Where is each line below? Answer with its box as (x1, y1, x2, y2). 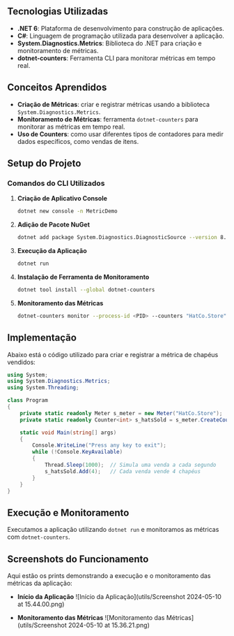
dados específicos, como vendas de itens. (17, 137, 139, 145)
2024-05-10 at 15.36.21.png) (68, 621, 150, 629)
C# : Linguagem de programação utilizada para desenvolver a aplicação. (17, 31, 225, 40)
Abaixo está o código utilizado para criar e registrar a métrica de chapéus (7, 350, 219, 359)
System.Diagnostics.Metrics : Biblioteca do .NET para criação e (17, 38, 202, 48)
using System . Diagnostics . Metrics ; (7, 377, 111, 385)
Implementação (7, 332, 77, 344)
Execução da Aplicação (17, 247, 87, 255)
